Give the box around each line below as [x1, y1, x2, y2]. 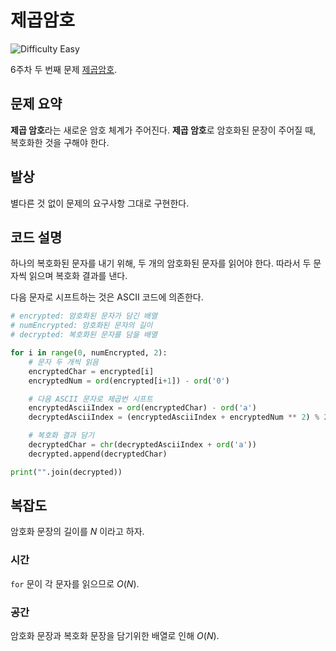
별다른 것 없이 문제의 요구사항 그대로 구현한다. [10, 197, 190, 209]
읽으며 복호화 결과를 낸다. [28, 270, 128, 282]
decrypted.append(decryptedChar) [28, 449, 168, 459]
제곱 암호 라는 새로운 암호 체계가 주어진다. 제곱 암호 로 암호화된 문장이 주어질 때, [10, 124, 317, 136]
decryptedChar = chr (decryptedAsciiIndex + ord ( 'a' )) [28, 440, 257, 450]
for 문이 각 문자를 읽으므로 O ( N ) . [10, 577, 140, 590]
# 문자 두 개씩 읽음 [28, 357, 100, 367]
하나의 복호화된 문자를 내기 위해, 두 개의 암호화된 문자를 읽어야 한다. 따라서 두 [10, 257, 312, 270]
